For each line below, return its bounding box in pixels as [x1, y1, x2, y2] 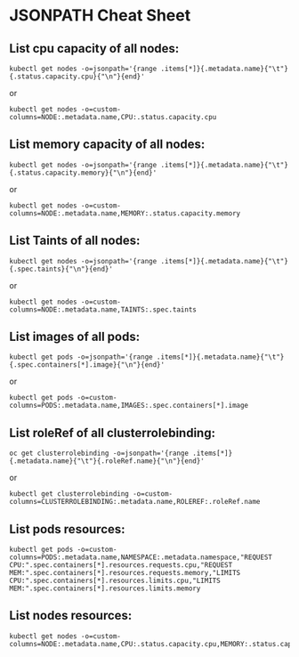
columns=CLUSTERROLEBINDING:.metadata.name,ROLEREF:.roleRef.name [9, 498, 261, 507]
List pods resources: [9, 522, 126, 537]
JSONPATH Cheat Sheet [9, 5, 191, 26]
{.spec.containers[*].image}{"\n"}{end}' [9, 361, 166, 369]
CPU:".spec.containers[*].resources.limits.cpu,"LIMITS [9, 576, 221, 586]
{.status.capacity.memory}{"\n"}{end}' [9, 168, 158, 177]
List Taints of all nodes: [9, 233, 141, 248]
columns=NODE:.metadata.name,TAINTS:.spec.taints [9, 304, 198, 314]
